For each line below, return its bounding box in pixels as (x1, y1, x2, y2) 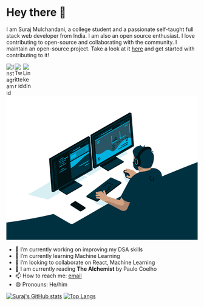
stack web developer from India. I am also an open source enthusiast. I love (6, 32, 195, 39)
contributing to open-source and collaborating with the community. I (6, 38, 177, 46)
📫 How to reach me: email (15, 272, 82, 279)
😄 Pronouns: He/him (15, 280, 68, 288)
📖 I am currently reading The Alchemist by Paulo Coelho (15, 265, 157, 273)
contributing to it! (6, 51, 50, 58)
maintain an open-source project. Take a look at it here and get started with (6, 45, 195, 52)
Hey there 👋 (6, 5, 67, 19)
